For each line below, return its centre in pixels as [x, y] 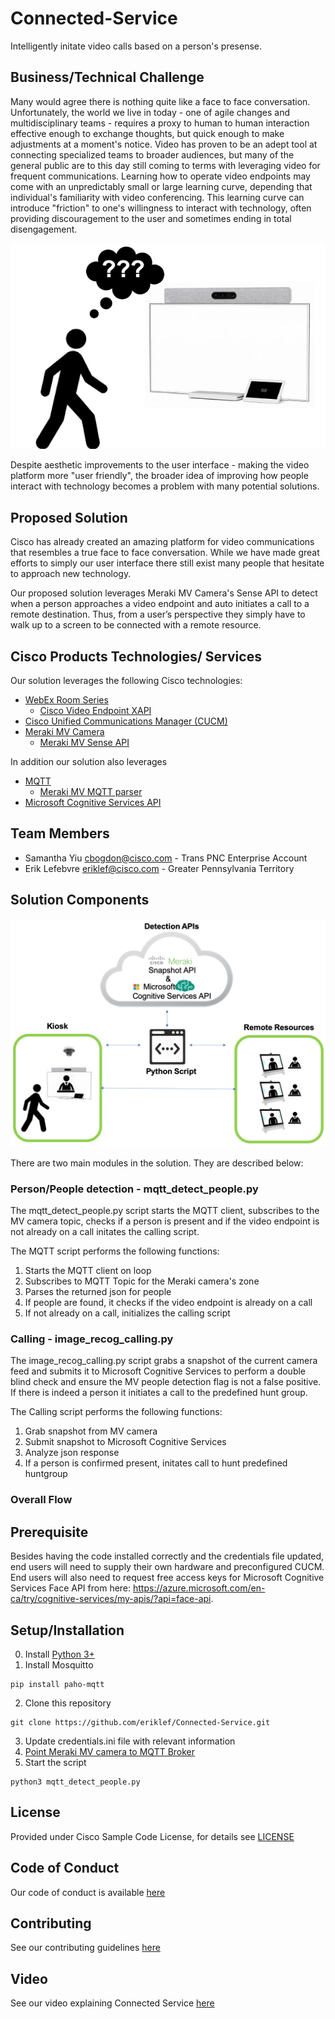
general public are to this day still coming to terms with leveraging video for [165, 165]
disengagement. [44, 229]
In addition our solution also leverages [89, 761]
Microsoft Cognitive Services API [93, 802]
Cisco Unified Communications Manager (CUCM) [126, 721]
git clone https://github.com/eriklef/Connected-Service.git [140, 1722]
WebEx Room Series [66, 699]
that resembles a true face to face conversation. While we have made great [165, 553]
